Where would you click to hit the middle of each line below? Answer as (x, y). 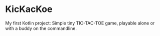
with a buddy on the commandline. (41, 28)
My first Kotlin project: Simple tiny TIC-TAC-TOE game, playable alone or (80, 23)
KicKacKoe (29, 9)
